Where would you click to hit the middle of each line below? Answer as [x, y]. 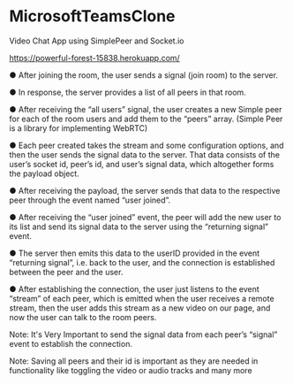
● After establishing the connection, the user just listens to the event [135, 288]
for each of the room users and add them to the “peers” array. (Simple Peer [146, 119]
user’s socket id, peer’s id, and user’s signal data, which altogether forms [142, 164]
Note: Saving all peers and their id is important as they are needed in [134, 361]
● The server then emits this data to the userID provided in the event [135, 253]
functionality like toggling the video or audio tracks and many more [131, 370]
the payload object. [44, 173]
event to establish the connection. [71, 343]
